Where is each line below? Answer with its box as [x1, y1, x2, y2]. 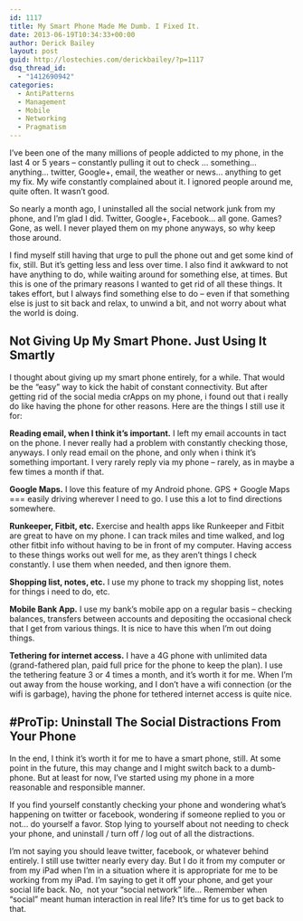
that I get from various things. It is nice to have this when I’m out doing [9, 622, 271, 633]
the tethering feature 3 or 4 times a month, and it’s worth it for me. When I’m [9, 669, 293, 679]
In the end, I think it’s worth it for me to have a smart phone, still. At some [9, 753, 281, 764]
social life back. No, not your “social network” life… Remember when [9, 884, 268, 895]
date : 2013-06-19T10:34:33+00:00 [9, 30, 136, 39]
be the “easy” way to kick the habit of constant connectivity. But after [9, 381, 269, 392]
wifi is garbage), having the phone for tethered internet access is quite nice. [9, 688, 292, 699]
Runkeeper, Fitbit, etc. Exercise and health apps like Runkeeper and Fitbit [9, 520, 285, 531]
